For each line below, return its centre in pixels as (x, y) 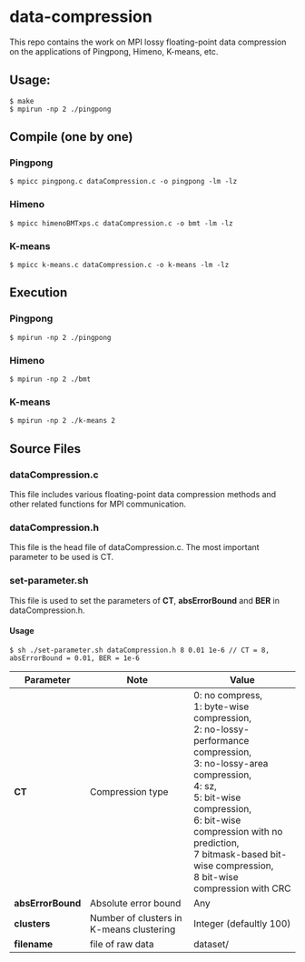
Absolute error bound (135, 903)
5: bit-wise (217, 797)
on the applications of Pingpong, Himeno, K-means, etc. (114, 51)
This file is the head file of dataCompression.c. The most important (135, 547)
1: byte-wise (221, 706)
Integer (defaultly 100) (242, 923)
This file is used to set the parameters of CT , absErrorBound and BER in (144, 600)
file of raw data (122, 944)
